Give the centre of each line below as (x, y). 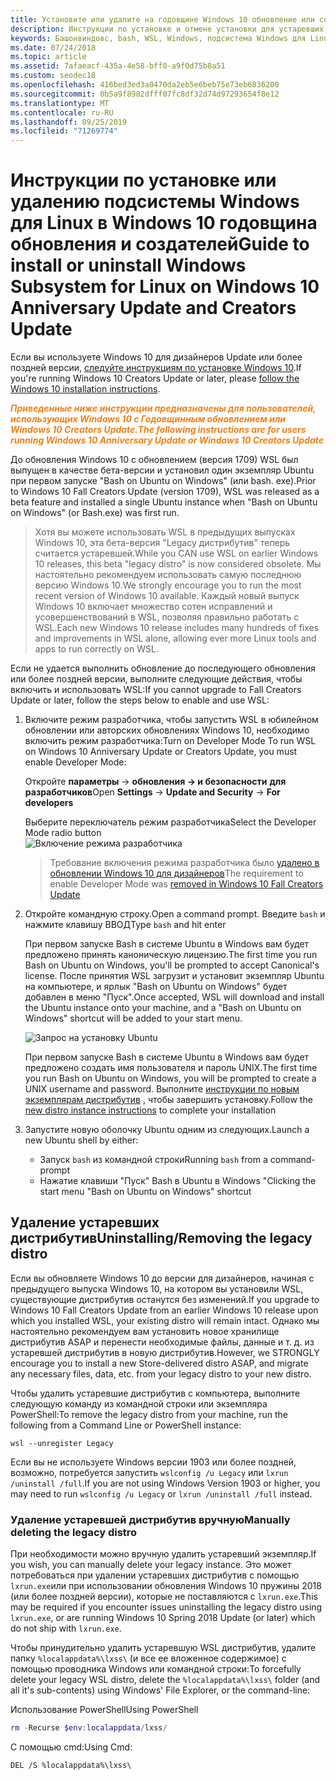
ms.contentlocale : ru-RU (62, 112)
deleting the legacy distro (74, 1532)
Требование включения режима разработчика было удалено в (184, 863)
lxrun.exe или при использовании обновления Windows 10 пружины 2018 (166, 1586)
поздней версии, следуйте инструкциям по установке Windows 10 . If (156, 368)
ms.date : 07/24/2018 (53, 47)
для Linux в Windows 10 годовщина (164, 223)
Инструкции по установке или (143, 180)
